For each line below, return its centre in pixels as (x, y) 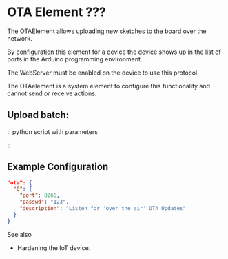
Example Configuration (58, 167)
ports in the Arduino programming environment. (75, 59)
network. (20, 38)
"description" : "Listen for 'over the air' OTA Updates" (103, 209)
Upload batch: (38, 115)
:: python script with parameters (53, 131)
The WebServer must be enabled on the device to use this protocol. (103, 73)
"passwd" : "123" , (44, 202)
